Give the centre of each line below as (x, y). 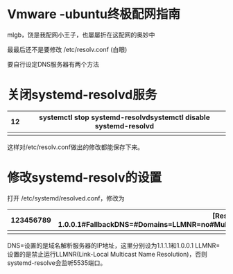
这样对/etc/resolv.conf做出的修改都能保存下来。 (76, 147)
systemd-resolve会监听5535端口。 (57, 263)
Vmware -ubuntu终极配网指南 (94, 14)
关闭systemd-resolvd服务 (82, 95)
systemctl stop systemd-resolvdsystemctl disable (124, 117)
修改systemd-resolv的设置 (85, 178)
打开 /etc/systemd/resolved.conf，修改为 (66, 198)
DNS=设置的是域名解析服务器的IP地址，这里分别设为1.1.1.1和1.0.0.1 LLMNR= (114, 245)
